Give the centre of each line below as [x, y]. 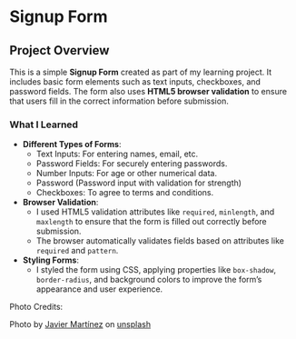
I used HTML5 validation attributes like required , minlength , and [155, 212]
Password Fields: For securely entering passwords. [132, 164]
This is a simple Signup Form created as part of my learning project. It [141, 72]
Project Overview [59, 50]
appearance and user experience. [99, 289]
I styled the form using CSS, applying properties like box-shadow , [156, 270]
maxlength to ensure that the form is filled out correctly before [151, 222]
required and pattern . [77, 251]
